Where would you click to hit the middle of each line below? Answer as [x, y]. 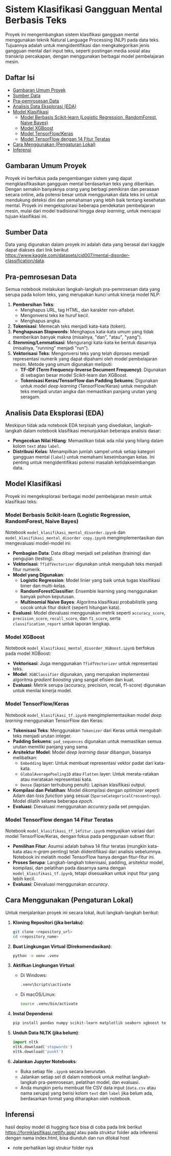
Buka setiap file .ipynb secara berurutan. [63, 1071]
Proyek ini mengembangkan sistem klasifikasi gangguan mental [72, 34]
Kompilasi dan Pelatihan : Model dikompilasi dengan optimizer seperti [86, 790]
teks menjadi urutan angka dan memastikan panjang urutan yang [89, 392]
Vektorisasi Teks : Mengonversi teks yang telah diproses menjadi [81, 353]
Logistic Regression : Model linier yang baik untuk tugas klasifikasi [90, 580]
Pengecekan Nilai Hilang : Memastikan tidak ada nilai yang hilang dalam [88, 440]
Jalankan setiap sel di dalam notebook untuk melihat [76, 1077]
